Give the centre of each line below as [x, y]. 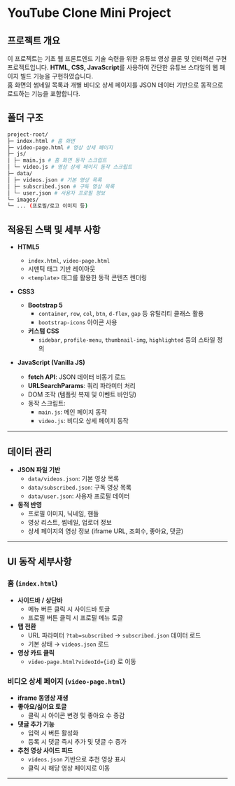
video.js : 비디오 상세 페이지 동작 [84, 421]
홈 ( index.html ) [33, 584]
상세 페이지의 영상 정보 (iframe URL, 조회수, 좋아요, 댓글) [106, 531]
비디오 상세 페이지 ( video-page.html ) [66, 681]
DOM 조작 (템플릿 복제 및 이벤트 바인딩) [82, 394]
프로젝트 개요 [34, 40]
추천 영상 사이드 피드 [45, 750]
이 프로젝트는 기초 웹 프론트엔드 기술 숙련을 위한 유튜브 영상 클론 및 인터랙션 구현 [117, 58]
